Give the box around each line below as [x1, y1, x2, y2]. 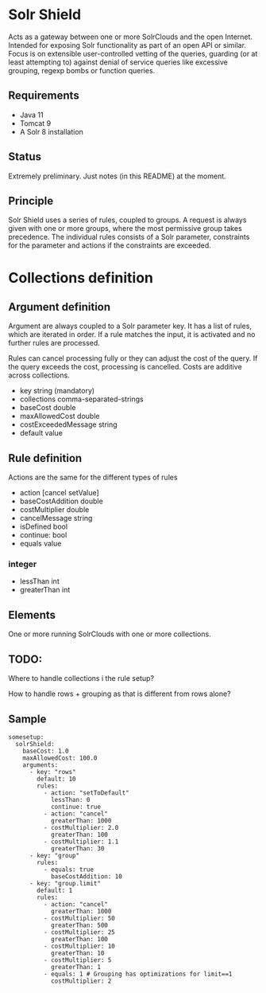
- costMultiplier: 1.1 [43, 838, 119, 846]
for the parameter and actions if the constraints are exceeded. [8, 240, 212, 250]
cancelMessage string [19, 514, 93, 523]
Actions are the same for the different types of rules [8, 472, 178, 483]
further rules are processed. [8, 338, 101, 348]
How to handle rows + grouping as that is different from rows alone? [8, 689, 232, 698]
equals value [19, 539, 62, 549]
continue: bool [19, 530, 67, 540]
